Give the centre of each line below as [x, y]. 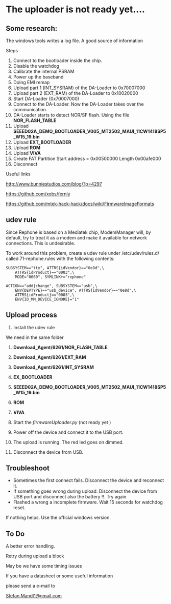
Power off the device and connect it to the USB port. [68, 432]
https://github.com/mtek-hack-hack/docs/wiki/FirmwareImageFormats [80, 204]
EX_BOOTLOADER [33, 377]
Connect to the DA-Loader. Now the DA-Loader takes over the [79, 104]
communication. [30, 109]
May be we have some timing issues [44, 566]
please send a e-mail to [31, 586]
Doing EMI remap [31, 82]
